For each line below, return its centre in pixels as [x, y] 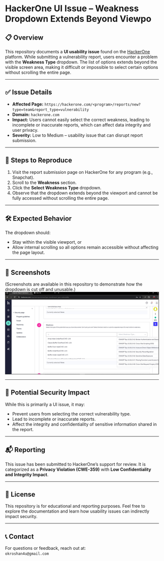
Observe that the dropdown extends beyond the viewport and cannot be [85, 193]
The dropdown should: [28, 233]
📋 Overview [24, 37]
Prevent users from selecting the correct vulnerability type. [71, 414]
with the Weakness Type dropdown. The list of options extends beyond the [81, 62]
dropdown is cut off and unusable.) [40, 290]
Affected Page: [28, 104]
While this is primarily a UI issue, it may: [45, 404]
